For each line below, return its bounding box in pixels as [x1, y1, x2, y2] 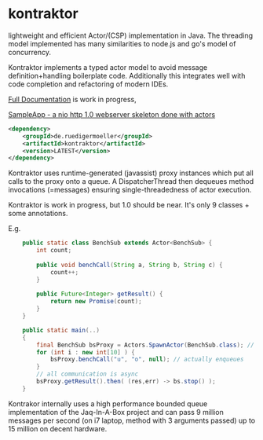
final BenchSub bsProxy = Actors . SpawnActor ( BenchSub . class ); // [36, 341, 255, 349]
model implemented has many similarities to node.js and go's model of [8, 38, 236, 48]
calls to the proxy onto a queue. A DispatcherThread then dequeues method [8, 177, 254, 186]
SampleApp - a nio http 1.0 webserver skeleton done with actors [8, 109, 216, 119]
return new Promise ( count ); [49, 298, 143, 306]
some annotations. [8, 209, 68, 218]
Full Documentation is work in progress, [8, 94, 137, 104]
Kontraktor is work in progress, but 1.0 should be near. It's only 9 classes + [8, 200, 250, 210]
